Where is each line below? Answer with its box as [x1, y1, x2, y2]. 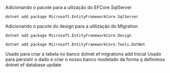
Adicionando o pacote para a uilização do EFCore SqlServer [5, 5, 132, 10]
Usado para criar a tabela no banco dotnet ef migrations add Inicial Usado [5, 51, 161, 57]
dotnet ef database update [5, 62, 61, 68]
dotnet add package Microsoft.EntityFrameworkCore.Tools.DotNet [5, 42, 145, 47]
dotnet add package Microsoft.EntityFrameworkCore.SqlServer [5, 14, 139, 19]
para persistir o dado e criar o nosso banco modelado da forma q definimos [5, 56, 165, 62]
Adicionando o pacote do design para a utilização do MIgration [5, 23, 138, 29]
